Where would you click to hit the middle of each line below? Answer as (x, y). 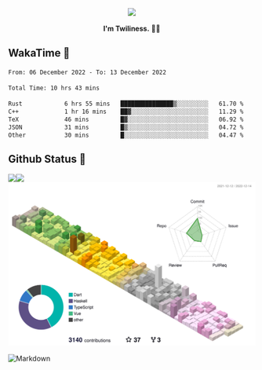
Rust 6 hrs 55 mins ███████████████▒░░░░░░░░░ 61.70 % (126, 104)
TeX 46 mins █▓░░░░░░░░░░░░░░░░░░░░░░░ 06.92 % (126, 119)
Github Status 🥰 (47, 159)
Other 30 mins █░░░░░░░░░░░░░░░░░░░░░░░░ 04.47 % (126, 135)
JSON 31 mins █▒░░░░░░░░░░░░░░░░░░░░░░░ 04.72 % (126, 127)
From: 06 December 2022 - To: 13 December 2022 (87, 72)
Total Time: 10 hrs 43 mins (54, 88)
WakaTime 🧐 (39, 53)
